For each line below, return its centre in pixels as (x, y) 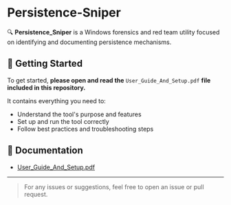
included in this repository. (46, 87)
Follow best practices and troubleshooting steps (85, 129)
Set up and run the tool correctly (63, 121)
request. (36, 194)
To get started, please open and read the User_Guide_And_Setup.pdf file (109, 80)
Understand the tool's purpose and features (79, 114)
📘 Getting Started (45, 64)
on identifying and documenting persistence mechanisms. (89, 42)
